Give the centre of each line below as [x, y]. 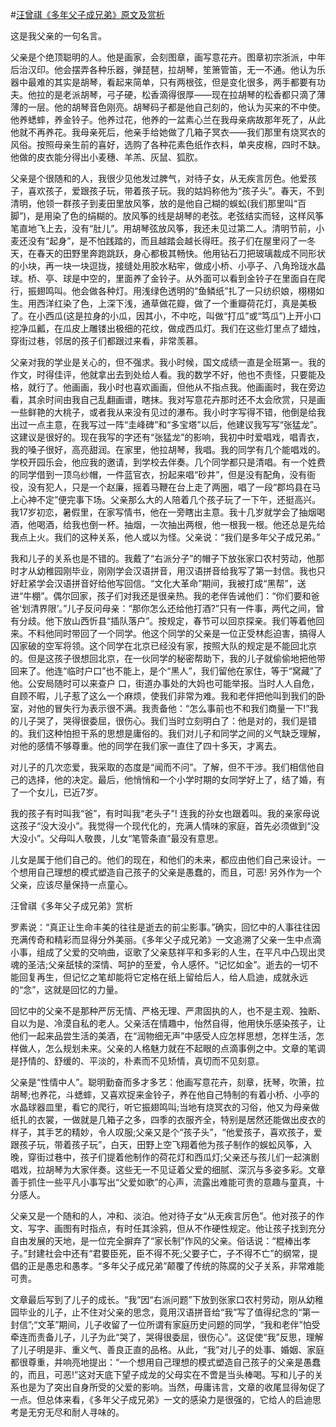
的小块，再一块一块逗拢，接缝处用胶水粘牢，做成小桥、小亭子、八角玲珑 [159, 266]
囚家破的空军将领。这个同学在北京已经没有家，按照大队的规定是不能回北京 [163, 646]
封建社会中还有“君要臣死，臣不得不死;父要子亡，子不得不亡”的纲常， [168, 1253]
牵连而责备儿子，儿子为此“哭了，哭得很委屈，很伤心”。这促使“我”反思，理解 [167, 1337]
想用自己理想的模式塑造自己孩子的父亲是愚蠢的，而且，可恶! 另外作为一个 [170, 872]
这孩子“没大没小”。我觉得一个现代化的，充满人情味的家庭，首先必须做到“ [161, 826]
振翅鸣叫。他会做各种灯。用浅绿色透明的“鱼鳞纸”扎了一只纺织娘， [163, 291]
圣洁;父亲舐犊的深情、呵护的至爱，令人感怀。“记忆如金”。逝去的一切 [168, 964]
